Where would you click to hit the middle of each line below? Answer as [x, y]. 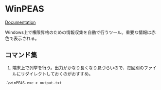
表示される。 [26, 38]
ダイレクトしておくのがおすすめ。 [59, 74]
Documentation [20, 22]
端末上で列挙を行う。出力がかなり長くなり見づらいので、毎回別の [78, 67]
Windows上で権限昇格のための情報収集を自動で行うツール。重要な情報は [78, 32]
